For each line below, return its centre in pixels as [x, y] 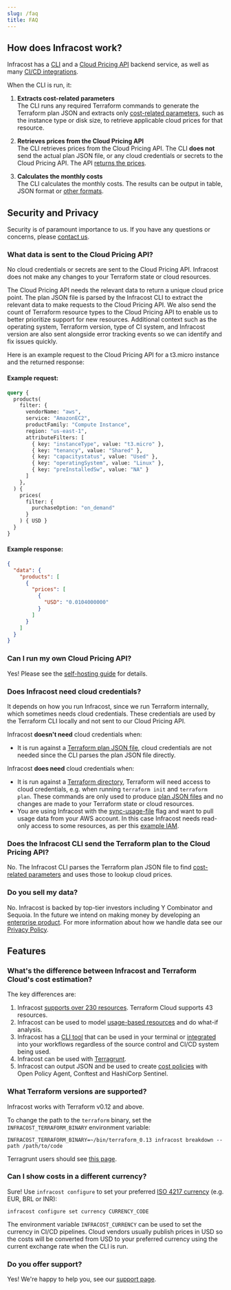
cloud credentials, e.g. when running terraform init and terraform [112, 789]
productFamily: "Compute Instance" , [78, 425]
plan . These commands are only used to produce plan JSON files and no [120, 796]
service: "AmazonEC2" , [58, 419]
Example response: [35, 550]
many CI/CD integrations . [43, 72]
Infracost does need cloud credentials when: [71, 768]
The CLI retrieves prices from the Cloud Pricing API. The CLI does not [116, 148]
